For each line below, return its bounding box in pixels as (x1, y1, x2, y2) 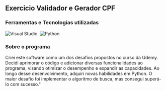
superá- (144, 75, 161, 82)
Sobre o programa (5, 43, 50, 50)
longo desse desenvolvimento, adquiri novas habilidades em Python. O (5, 70, 152, 76)
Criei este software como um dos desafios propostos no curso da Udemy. (5, 54, 158, 60)
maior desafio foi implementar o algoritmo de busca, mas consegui (5, 75, 144, 82)
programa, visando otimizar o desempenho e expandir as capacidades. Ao (5, 65, 160, 71)
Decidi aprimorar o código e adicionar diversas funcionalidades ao (5, 60, 143, 66)
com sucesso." (10, 81, 41, 87)
